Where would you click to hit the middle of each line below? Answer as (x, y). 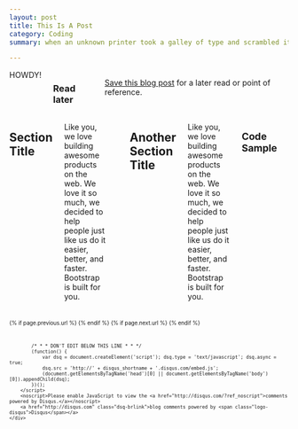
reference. (124, 92)
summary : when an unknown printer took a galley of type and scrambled (144, 42)
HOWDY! (26, 75)
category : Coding (41, 34)
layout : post (33, 17)
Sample (259, 148)
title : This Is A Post (51, 26)
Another (153, 137)
